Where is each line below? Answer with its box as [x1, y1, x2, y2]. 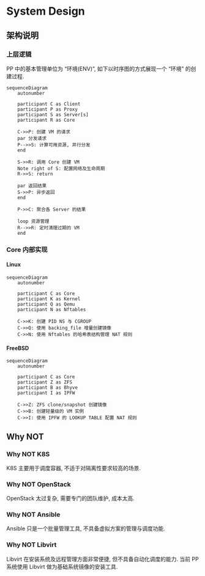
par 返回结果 [17, 182, 47, 189]
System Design [6, 4, 86, 18]
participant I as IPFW [17, 390, 75, 396]
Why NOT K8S [6, 449, 50, 458]
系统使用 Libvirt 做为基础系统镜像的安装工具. [6, 563, 118, 570]
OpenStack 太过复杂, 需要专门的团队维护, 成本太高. [6, 495, 135, 502]
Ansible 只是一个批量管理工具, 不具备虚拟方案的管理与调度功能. [6, 525, 165, 533]
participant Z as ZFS [17, 379, 72, 386]
